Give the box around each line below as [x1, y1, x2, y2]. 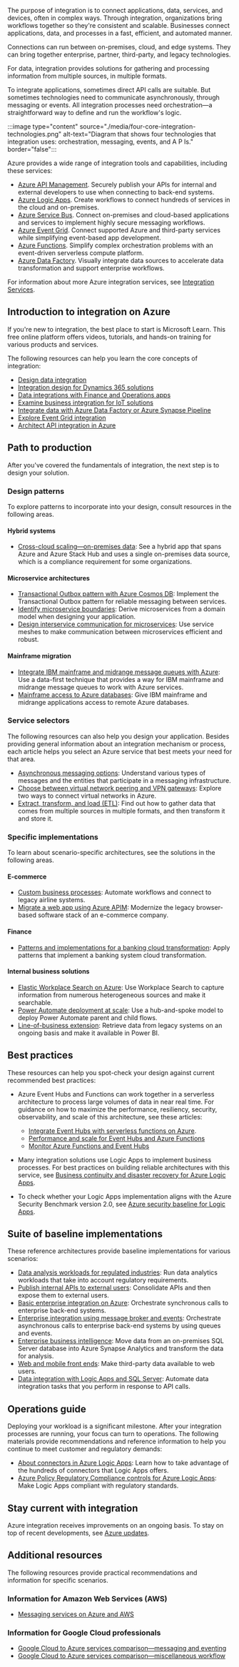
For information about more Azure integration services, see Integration [7, 278, 215, 286]
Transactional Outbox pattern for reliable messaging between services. [17, 597, 227, 606]
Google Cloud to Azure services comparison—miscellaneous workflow [17, 1651, 226, 1661]
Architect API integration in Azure [17, 421, 116, 430]
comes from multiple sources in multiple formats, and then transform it [17, 806, 225, 815]
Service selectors [7, 716, 70, 726]
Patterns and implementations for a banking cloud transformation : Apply [17, 943, 230, 951]
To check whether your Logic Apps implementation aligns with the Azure [17, 1192, 232, 1200]
